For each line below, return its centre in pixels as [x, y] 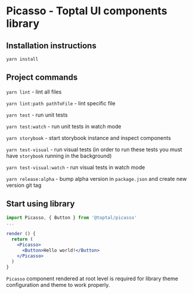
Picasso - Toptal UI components [87, 11]
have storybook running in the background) [59, 155]
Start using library [41, 204]
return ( [22, 239]
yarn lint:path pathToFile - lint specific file [61, 103]
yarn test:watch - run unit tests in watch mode [64, 126]
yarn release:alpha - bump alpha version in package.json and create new [96, 179]
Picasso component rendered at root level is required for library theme [92, 279]
